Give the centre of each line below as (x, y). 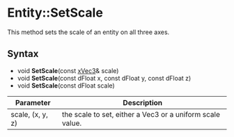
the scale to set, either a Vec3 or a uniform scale (141, 114)
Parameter (33, 102)
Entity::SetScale (55, 13)
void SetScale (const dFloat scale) (66, 86)
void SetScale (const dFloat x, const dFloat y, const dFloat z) (104, 78)
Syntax (23, 54)
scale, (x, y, (30, 114)
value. (72, 123)
